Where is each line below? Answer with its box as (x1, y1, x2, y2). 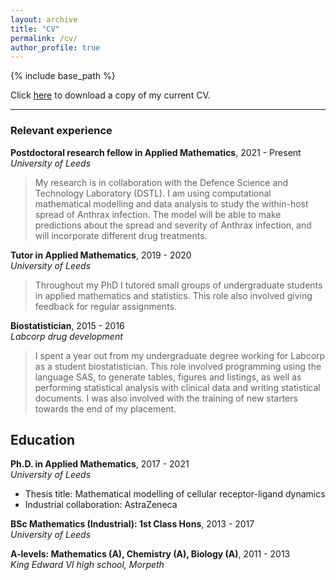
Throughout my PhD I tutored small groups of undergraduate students (34, 279, 323, 291)
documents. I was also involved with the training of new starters (34, 392, 298, 404)
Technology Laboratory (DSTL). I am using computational (34, 187, 272, 199)
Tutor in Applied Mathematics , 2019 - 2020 (10, 249, 192, 261)
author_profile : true (10, 42, 101, 53)
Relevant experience (10, 124, 113, 138)
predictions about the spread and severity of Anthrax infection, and (34, 219, 312, 231)
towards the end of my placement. (34, 402, 177, 415)
